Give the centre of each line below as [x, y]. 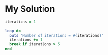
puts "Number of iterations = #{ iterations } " [57, 35]
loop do [13, 31]
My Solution [30, 9]
